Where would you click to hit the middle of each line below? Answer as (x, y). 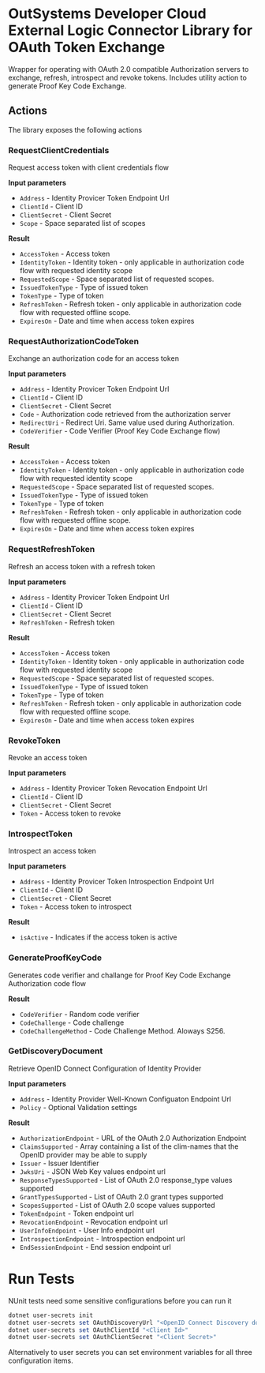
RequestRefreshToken (52, 550)
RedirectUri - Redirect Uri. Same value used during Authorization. (127, 422)
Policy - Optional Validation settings (78, 1107)
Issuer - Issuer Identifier (59, 1163)
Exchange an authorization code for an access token (94, 358)
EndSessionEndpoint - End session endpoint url (95, 1247)
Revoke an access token (48, 757)
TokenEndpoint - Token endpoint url (77, 1214)
